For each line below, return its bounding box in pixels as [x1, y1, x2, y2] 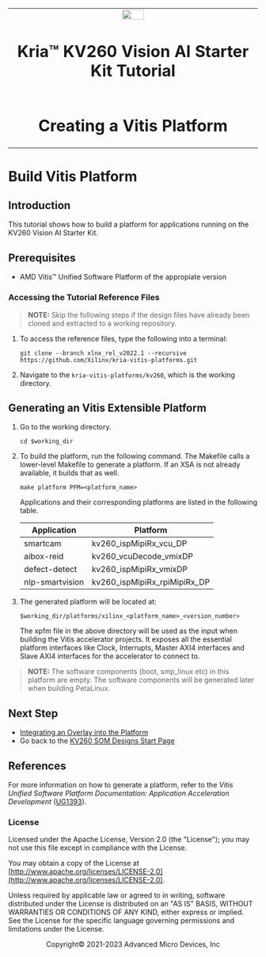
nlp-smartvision [23, 577, 85, 588]
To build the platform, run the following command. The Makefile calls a [19, 452, 250, 461]
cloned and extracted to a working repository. [27, 318, 177, 328]
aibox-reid [23, 551, 64, 562]
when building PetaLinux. [27, 684, 111, 693]
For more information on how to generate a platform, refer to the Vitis [8, 780, 234, 790]
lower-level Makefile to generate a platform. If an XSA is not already [19, 459, 241, 470]
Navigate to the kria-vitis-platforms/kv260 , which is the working [19, 370, 236, 379]
